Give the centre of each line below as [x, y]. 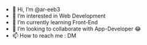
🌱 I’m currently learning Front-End [55, 22]
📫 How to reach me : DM [44, 36]
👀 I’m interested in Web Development [59, 16]
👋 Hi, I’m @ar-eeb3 [36, 9]
